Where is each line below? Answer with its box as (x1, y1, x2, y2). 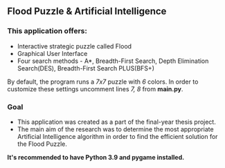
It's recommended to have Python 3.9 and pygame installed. (7, 153, 185, 161)
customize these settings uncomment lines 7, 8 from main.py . (7, 84, 183, 93)
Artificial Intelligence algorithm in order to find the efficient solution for (17, 132, 218, 140)
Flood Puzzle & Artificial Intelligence (7, 6, 167, 17)
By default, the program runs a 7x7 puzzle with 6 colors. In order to (7, 77, 199, 86)
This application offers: (7, 26, 88, 36)
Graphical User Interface (17, 49, 88, 57)
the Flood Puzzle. (17, 140, 67, 148)
